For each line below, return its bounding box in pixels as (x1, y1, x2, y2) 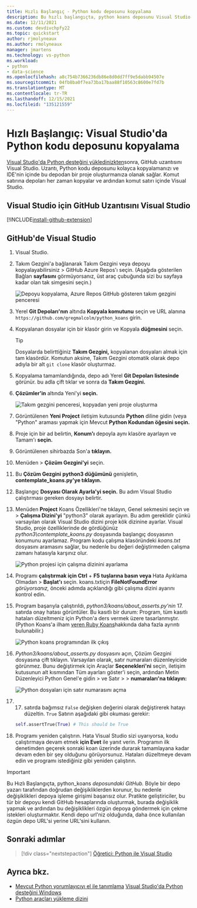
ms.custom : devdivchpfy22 (6, 25, 70, 31)
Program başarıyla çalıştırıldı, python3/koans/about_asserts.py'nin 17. (15, 603, 184, 610)
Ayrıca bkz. (6, 867, 49, 877)
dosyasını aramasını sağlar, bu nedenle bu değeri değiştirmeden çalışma (15, 543, 190, 550)
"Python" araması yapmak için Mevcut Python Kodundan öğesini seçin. (15, 419, 190, 426)
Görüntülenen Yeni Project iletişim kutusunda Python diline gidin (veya (15, 412, 187, 420)
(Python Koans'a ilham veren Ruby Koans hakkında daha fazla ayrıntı (15, 621, 180, 628)
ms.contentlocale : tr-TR (6, 90, 67, 96)
